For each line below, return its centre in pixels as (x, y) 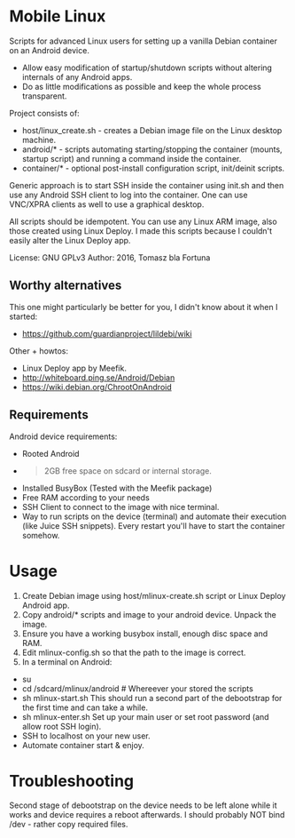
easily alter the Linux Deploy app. (70, 240)
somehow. (41, 535)
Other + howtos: (39, 351)
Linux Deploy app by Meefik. (74, 368)
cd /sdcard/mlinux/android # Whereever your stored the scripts (138, 688)
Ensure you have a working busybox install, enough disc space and (145, 634)
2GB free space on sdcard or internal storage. (128, 471)
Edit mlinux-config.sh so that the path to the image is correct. (134, 652)
